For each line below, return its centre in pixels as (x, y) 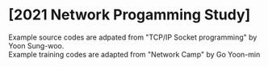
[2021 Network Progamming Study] (130, 15)
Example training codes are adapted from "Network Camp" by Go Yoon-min (134, 54)
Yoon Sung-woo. (36, 45)
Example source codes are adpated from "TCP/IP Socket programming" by (133, 37)
